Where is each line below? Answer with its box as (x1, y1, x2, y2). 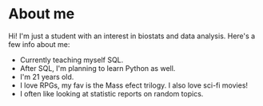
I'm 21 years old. (19, 72, 74, 81)
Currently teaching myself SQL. (19, 55, 124, 65)
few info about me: (8, 39, 70, 49)
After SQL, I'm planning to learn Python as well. (19, 63, 176, 73)
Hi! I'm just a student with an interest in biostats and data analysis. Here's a (8, 31, 256, 41)
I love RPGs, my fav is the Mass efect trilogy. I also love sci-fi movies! (19, 80, 249, 90)
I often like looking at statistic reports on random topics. (19, 88, 204, 98)
